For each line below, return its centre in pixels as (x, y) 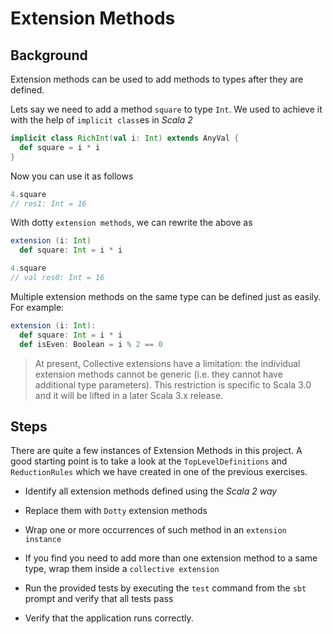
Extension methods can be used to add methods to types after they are (157, 79)
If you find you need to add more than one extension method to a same (171, 558)
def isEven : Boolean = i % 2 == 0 (91, 344)
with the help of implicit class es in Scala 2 (101, 120)
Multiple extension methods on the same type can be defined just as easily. (166, 296)
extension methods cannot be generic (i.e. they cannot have (158, 374)
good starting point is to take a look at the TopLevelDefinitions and (149, 461)
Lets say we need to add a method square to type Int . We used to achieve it (166, 109)
